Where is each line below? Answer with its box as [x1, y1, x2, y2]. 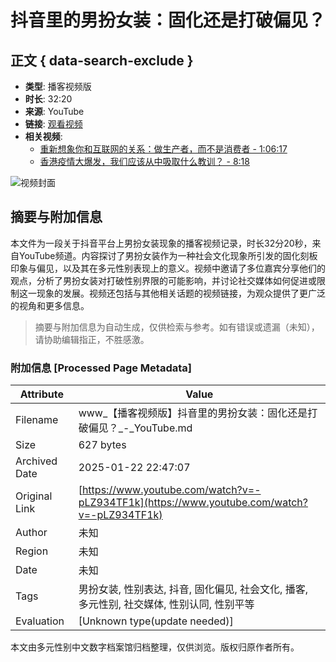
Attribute [19, 387, 64, 401]
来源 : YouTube [24, 106, 85, 117]
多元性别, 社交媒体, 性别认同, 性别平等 [78, 597, 255, 611]
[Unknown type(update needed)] [78, 614, 234, 628]
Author [15, 526, 48, 540]
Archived [15, 454, 58, 468]
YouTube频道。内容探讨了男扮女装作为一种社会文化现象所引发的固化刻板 [18, 249, 318, 261]
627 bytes [78, 438, 127, 452]
